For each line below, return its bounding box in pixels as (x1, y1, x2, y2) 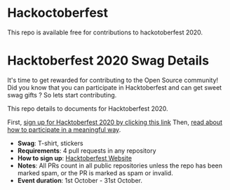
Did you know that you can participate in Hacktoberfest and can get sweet (7, 83, 222, 92)
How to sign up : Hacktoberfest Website (17, 154, 132, 162)
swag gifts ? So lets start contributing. (7, 90, 117, 99)
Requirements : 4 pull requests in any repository (17, 146, 156, 155)
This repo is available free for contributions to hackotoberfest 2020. (7, 28, 203, 36)
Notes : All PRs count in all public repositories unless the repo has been (17, 161, 223, 170)
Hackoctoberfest (7, 5, 109, 21)
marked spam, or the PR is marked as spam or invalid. (17, 168, 173, 177)
